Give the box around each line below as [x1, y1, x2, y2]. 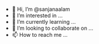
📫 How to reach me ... [11, 32, 68, 38]
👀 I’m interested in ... [11, 12, 63, 19]
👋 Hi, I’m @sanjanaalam [11, 6, 70, 12]
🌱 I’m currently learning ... [11, 18, 76, 25]
